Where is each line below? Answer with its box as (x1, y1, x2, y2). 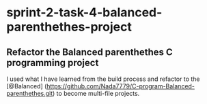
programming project (6, 56, 99, 69)
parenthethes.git (6, 90, 53, 97)
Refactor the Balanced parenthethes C (6, 46, 174, 58)
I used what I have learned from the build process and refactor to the (6, 75, 200, 83)
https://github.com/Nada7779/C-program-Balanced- (46, 82, 195, 90)
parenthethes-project (6, 19, 133, 35)
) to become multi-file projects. (53, 90, 140, 97)
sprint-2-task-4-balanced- (6, 5, 163, 20)
